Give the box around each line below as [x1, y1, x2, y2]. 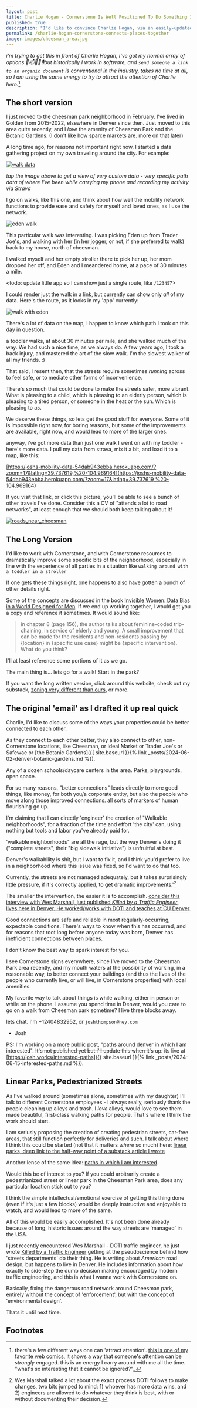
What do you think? [20, 645, 67, 653]
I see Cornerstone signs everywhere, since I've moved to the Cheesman [6, 957, 181, 965]
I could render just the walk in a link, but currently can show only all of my [6, 291, 185, 298]
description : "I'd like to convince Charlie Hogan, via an [6, 25, 154, 31]
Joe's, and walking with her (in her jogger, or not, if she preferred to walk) [6, 238, 185, 245]
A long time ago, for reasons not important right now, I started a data [6, 144, 172, 151]
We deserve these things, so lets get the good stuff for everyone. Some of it [6, 415, 189, 422]
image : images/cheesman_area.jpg [6, 36, 88, 42]
